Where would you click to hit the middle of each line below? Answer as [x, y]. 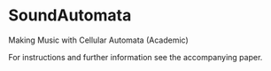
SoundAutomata [70, 16]
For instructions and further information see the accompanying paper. [135, 57]
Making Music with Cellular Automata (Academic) [99, 40]
